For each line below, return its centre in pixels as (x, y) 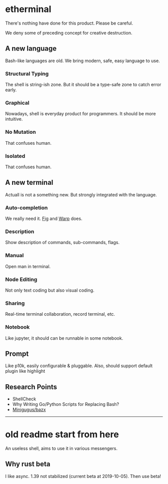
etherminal (28, 9)
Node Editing (21, 279)
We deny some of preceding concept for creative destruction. (69, 33)
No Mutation (21, 132)
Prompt (17, 353)
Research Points (31, 387)
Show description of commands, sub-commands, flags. (62, 243)
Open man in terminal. (28, 266)
